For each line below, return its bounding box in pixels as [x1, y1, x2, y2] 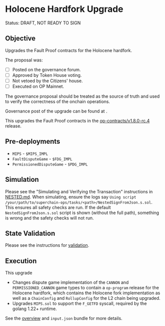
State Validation [5, 229, 55, 238]
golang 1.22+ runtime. [12, 306, 57, 312]
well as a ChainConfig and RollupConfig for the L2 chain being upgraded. [12, 295, 161, 301]
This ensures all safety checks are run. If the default [5, 204, 111, 210]
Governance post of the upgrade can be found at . [5, 108, 108, 114]
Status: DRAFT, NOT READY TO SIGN [5, 20, 81, 26]
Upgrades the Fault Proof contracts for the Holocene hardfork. [5, 47, 132, 53]
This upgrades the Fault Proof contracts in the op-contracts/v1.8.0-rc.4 [5, 118, 150, 123]
